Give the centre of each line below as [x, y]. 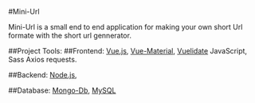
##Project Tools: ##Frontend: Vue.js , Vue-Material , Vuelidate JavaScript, [128, 51]
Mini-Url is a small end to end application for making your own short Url [126, 27]
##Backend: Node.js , [43, 75]
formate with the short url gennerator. [70, 36]
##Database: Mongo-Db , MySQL [62, 90]
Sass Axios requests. [43, 59]
